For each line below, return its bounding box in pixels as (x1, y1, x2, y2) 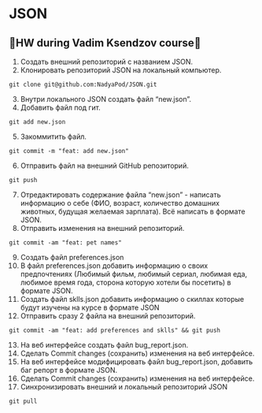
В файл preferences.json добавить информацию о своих (20, 261, 208, 270)
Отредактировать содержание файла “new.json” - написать (20, 190, 221, 199)
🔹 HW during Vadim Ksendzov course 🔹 (9, 36, 201, 50)
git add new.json (9, 118, 66, 126)
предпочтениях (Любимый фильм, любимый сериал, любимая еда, (20, 270, 248, 278)
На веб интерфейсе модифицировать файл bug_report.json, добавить (20, 357, 253, 366)
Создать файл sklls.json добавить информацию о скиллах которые (20, 295, 245, 303)
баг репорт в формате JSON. (20, 366, 118, 374)
